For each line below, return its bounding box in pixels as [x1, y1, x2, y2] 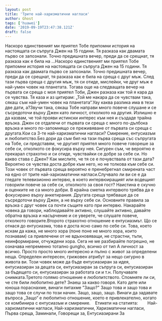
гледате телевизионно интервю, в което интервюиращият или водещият [5, 177, 155, 182]
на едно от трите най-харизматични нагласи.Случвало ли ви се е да [5, 171, 147, 177]
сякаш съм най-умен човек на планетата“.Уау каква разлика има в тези [5, 100, 154, 105]
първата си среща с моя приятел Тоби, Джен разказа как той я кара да [5, 89, 153, 95]
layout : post [5, 7, 31, 12]
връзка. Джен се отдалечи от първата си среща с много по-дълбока [5, 120, 148, 126]
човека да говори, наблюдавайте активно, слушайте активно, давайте [5, 208, 151, 213]
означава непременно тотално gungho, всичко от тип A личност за [5, 244, 144, 249]
